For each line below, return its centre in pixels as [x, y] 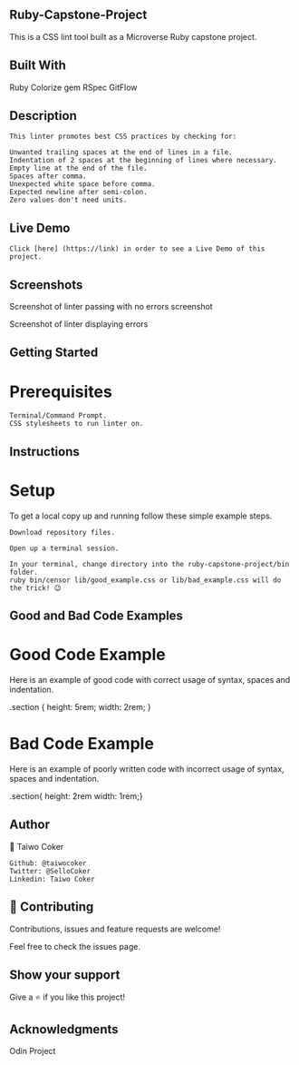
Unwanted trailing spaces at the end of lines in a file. [121, 153]
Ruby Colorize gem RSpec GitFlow [73, 87]
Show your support [65, 975]
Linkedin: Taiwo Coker [52, 879]
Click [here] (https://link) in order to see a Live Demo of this [137, 249]
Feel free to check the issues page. [75, 946]
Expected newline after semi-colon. [78, 192]
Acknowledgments [64, 1029]
